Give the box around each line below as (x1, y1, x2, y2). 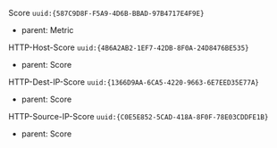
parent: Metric (21, 25, 74, 35)
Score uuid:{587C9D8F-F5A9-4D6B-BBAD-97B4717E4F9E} (8, 8, 205, 18)
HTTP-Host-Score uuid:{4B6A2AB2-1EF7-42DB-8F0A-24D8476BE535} (8, 42, 249, 53)
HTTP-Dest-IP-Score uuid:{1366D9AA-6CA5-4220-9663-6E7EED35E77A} (8, 77, 260, 87)
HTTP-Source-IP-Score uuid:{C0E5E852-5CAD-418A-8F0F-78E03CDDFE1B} (8, 111, 269, 121)
